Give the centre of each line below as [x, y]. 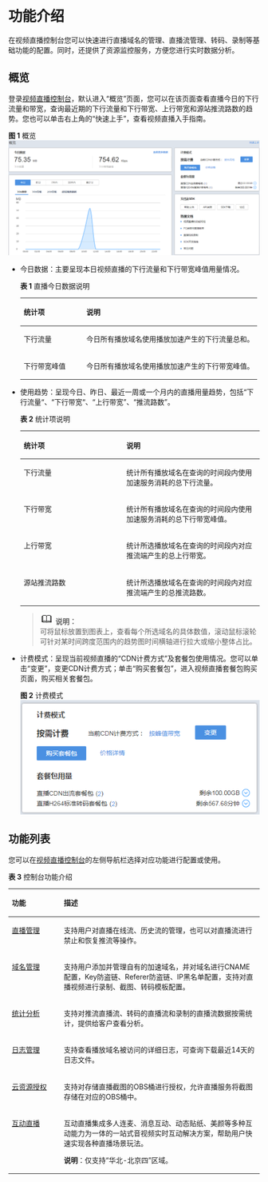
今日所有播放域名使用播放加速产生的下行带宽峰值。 [170, 365]
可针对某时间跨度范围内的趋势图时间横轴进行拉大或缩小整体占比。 [148, 641]
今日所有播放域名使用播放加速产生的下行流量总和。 [170, 339]
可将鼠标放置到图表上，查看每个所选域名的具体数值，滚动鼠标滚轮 [148, 632]
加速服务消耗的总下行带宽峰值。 [179, 519]
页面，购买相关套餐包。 [58, 679]
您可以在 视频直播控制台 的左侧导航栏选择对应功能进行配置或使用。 [116, 860]
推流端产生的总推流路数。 [168, 592]
